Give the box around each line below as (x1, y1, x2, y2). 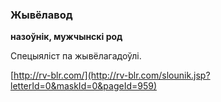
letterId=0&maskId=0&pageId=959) (10, 80, 158, 92)
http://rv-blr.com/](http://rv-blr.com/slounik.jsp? (13, 69, 211, 82)
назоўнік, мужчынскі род (10, 31, 123, 43)
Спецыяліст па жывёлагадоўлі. (10, 50, 142, 62)
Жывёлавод (10, 8, 73, 22)
